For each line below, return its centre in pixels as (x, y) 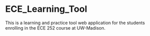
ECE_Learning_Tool (46, 9)
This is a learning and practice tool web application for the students (75, 23)
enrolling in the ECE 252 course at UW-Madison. (55, 28)
